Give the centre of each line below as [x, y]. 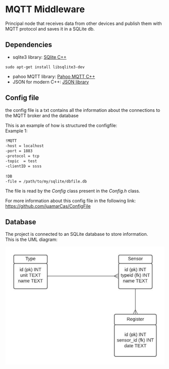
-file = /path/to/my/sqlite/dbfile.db [46, 181]
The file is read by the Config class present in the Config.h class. [73, 191]
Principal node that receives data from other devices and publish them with [83, 23]
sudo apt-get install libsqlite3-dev [45, 67]
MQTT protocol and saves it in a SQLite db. [50, 28]
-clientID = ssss [24, 166]
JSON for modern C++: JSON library [51, 82]
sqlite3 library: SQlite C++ [39, 57]
